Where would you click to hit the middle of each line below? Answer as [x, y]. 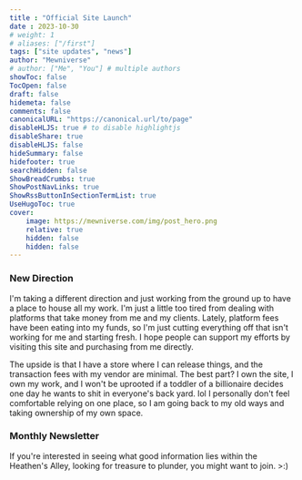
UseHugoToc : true [42, 204]
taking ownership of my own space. [76, 413]
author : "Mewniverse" [50, 60]
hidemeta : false [40, 102]
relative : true [55, 230]
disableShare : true [46, 137]
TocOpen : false [38, 86]
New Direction [42, 279]
